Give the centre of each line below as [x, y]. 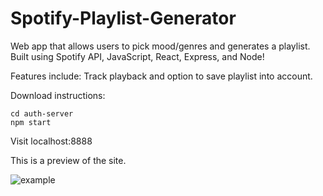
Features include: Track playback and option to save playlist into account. [161, 76]
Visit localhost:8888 [51, 141]
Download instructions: [58, 95]
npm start [31, 122]
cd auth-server [42, 113]
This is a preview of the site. [68, 160]
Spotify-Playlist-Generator [123, 18]
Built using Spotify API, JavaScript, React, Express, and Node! [137, 56]
